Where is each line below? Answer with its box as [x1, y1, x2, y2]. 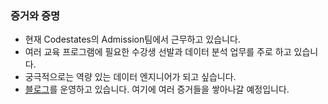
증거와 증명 [10, 8, 61, 22]
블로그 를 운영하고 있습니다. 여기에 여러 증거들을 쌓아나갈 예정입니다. [24, 83, 290, 96]
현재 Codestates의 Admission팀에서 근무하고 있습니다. [24, 33, 241, 46]
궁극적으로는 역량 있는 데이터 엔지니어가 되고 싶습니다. [24, 71, 237, 83]
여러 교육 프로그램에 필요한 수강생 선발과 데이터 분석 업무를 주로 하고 [24, 46, 292, 58]
